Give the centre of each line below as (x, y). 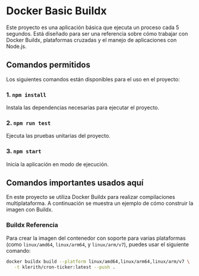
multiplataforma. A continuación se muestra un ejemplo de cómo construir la (100, 204)
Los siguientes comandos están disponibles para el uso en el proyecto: (93, 79)
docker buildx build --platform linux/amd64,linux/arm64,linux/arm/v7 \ (98, 261)
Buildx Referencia (32, 225)
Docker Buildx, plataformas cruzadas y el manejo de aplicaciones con (91, 40)
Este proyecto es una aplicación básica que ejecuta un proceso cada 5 (93, 27)
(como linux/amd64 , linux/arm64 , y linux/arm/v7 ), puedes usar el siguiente (97, 244)
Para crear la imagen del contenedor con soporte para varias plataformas (96, 238)
